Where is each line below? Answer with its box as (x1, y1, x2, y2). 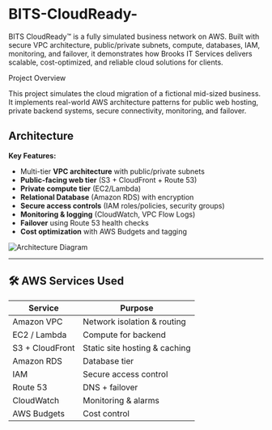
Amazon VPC (12, 316, 63, 327)
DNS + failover (83, 382, 138, 393)
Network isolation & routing (83, 316, 186, 327)
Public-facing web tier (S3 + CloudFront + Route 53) (19, 175, 198, 184)
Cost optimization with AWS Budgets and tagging (19, 226, 188, 236)
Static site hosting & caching (83, 342, 191, 353)
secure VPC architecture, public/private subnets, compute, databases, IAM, (8, 40, 261, 49)
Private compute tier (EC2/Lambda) (19, 183, 142, 193)
